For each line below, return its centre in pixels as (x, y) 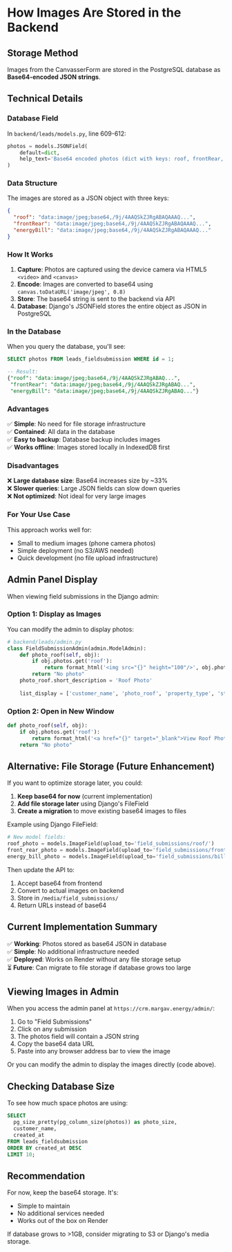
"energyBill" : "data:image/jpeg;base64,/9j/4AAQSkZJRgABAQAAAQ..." (113, 230)
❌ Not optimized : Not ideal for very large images (77, 496)
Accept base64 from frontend (59, 883)
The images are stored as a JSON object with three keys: (88, 198)
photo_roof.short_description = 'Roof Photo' (86, 681)
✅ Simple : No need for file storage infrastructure (77, 424)
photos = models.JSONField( (48, 146)
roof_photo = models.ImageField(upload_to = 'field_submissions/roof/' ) (111, 844)
